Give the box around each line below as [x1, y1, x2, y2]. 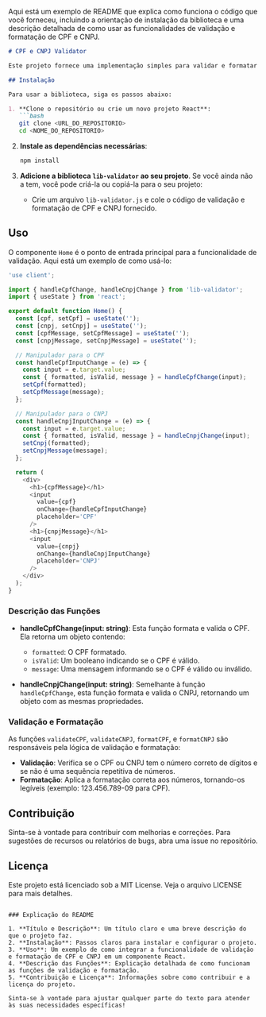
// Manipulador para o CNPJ [15, 409, 109, 418]
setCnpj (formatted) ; [22, 439, 91, 447]
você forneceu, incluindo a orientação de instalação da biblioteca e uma [8, 15, 245, 25]
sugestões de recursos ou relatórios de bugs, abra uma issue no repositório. [8, 836, 258, 845]
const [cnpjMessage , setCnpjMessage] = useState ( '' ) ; [15, 337, 197, 345]
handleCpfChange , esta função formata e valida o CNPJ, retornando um [19, 688, 249, 698]
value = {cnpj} [37, 542, 80, 551]
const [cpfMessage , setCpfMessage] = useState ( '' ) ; [15, 329, 191, 337]
